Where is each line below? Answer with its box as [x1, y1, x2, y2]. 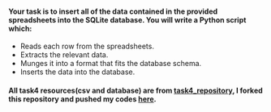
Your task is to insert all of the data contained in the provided [8, 6, 218, 16]
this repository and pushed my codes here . [8, 93, 157, 104]
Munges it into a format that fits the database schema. [19, 59, 202, 68]
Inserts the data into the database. [19, 67, 135, 77]
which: [8, 23, 32, 33]
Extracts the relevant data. [19, 50, 109, 60]
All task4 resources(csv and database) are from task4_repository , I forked [8, 85, 264, 95]
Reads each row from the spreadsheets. [19, 41, 154, 52]
